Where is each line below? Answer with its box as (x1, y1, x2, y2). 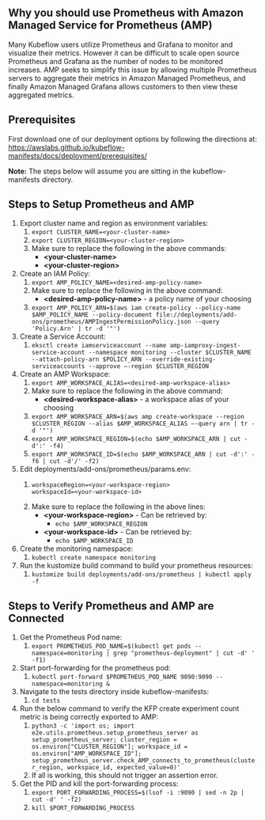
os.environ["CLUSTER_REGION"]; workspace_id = (31, 743, 188, 751)
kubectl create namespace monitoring (31, 554, 157, 562)
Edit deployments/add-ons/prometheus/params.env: (19, 465, 191, 474)
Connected (8, 611, 65, 624)
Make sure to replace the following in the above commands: (31, 244, 227, 253)
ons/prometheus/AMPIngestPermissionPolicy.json (31, 318, 191, 326)
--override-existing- (145, 355, 216, 363)
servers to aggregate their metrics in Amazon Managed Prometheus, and (8, 73, 246, 82)
